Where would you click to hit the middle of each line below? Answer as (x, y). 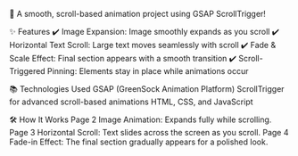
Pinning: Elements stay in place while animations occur (148, 71)
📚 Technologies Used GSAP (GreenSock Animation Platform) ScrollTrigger (147, 89)
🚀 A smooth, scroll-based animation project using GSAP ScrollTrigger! (137, 14)
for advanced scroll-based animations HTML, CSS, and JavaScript (131, 102)
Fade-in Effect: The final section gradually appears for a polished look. (139, 142)
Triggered (28, 71)
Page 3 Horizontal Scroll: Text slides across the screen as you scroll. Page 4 (149, 132)
